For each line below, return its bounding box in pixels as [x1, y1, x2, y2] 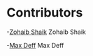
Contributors [6, 5, 83, 21]
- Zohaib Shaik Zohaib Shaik [6, 28, 87, 36]
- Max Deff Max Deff [6, 41, 64, 49]
